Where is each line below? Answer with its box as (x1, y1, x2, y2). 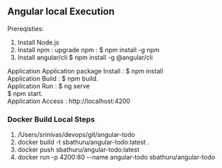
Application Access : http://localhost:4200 (7, 97, 131, 105)
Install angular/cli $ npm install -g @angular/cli (17, 53, 153, 61)
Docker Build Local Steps (7, 114, 95, 124)
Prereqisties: (7, 24, 45, 32)
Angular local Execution (7, 6, 115, 18)
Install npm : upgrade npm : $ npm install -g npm (17, 45, 160, 54)
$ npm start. (7, 89, 43, 97)
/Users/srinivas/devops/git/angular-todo (17, 131, 136, 139)
